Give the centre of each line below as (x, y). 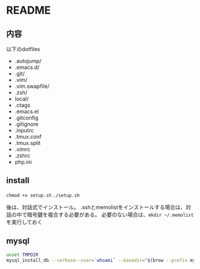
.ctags (23, 105)
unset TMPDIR (22, 255)
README (29, 10)
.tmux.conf (28, 137)
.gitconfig (26, 118)
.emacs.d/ (27, 67)
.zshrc (23, 156)
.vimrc (23, 149)
